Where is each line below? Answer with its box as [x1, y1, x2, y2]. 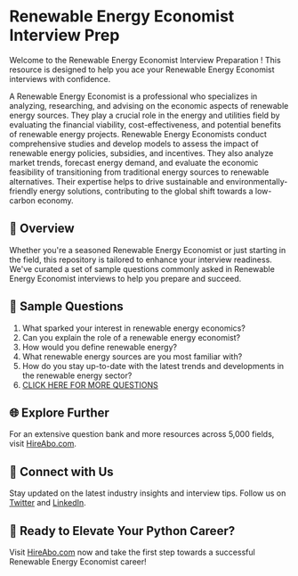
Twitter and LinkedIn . [9, 498, 86, 508]
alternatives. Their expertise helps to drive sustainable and [9, 176, 224, 186]
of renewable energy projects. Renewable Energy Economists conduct [9, 128, 267, 139]
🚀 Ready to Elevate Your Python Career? [9, 523, 236, 539]
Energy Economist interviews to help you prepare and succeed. [9, 273, 242, 284]
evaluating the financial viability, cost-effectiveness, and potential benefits [9, 119, 282, 130]
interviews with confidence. [9, 73, 111, 84]
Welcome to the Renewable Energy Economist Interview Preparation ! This [9, 54, 282, 65]
